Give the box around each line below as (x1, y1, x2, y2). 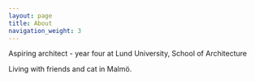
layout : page (8, 11, 53, 20)
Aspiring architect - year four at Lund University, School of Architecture (8, 49, 248, 59)
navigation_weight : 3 (8, 27, 82, 35)
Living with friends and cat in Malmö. (8, 64, 132, 74)
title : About (8, 19, 53, 27)
